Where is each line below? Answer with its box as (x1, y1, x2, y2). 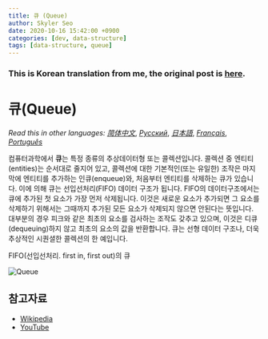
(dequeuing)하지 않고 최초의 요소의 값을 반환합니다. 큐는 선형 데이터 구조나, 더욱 (8, 224, 260, 233)
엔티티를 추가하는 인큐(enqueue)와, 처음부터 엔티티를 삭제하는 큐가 (22, 173, 233, 183)
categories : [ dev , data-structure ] (8, 34, 127, 42)
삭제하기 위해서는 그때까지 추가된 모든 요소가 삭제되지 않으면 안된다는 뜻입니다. (8, 204, 254, 213)
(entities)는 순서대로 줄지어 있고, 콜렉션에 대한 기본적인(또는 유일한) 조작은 (8, 163, 242, 173)
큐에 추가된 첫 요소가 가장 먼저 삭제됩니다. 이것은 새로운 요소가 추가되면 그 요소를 (8, 193, 260, 203)
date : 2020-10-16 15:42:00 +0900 (8, 26, 120, 34)
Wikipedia (19, 313, 54, 323)
